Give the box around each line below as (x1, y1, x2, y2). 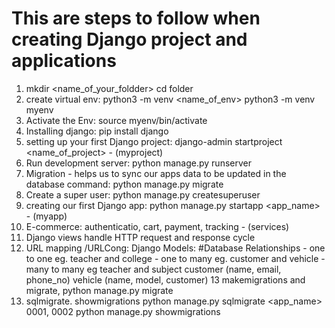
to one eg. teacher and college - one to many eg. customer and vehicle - (25, 252, 326, 264)
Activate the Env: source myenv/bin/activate (25, 114, 208, 126)
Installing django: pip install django (25, 125, 169, 137)
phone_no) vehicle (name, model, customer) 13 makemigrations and (25, 273, 306, 286)
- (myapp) (25, 210, 68, 222)
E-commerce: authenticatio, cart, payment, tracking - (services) (25, 220, 290, 232)
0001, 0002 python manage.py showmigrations (25, 305, 221, 317)
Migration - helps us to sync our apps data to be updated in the (25, 167, 287, 179)
